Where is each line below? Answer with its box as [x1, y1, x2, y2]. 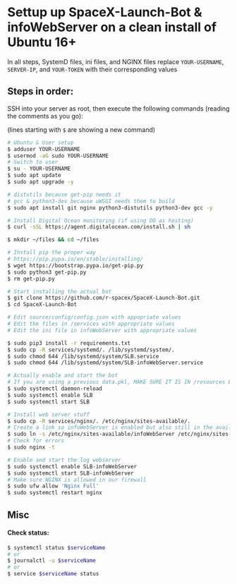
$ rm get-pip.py [7, 275, 55, 282]
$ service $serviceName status [7, 571, 99, 578]
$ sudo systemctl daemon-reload [7, 385, 102, 392]
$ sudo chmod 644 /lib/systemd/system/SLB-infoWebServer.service [7, 359, 203, 367]
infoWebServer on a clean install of [7, 19, 217, 35]
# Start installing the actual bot [7, 288, 112, 295]
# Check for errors [7, 437, 65, 444]
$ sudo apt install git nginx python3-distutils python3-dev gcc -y [7, 204, 213, 212]
